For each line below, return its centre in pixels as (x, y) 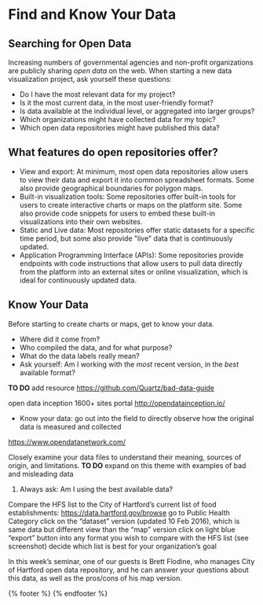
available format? (47, 372)
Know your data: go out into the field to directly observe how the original (137, 418)
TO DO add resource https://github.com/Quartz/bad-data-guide (111, 388)
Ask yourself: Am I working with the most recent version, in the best (129, 364)
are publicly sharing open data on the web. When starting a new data (120, 71)
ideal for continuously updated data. (78, 280)
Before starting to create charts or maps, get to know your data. (111, 323)
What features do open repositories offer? (113, 152)
